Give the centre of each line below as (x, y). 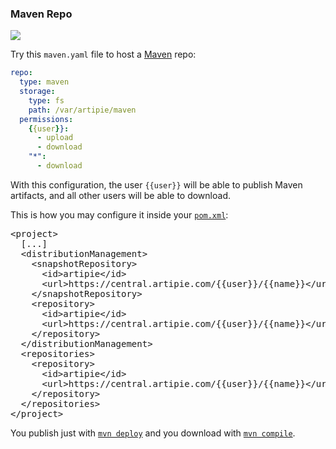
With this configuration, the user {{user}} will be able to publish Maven (156, 184)
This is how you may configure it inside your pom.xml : (119, 214)
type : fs (46, 100)
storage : (37, 92)
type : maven (44, 82)
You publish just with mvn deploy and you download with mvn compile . (153, 433)
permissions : (46, 119)
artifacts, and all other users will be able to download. (120, 195)
